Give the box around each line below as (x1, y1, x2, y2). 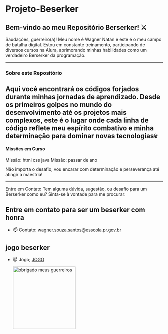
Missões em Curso (5, 146, 45, 152)
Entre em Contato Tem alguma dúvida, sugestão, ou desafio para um (5, 186, 147, 192)
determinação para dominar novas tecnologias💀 (5, 132, 158, 140)
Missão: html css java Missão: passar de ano (5, 157, 98, 163)
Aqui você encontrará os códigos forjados (5, 85, 139, 93)
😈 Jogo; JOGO (12, 257, 44, 263)
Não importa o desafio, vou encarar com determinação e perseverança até (5, 166, 160, 172)
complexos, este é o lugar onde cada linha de (5, 116, 149, 125)
